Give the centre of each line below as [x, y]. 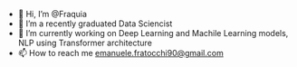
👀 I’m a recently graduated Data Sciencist [95, 24]
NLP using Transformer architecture [85, 43]
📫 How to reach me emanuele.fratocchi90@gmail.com [120, 53]
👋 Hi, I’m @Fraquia [53, 14]
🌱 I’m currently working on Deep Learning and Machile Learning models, [153, 33]
